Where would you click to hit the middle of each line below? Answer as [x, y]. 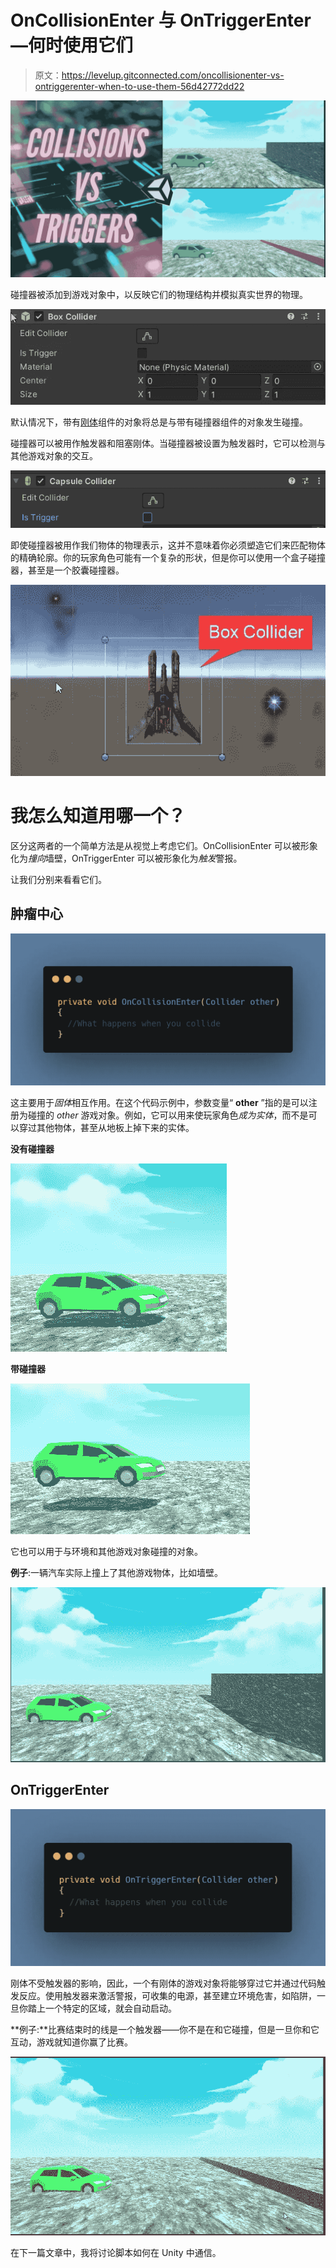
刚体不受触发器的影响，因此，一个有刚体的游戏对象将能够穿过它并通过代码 [163, 1983]
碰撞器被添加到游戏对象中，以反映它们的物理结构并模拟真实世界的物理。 [159, 295]
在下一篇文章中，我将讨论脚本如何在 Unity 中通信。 [116, 2252]
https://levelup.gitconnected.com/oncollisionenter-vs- [173, 75]
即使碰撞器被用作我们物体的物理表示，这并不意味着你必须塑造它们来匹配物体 [168, 545]
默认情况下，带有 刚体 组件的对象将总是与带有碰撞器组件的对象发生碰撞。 [159, 422]
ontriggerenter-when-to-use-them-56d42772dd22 [139, 86]
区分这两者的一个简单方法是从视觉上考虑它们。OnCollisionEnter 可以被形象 [164, 845]
